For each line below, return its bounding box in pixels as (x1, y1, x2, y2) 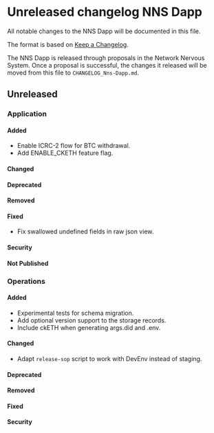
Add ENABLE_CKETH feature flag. (17, 149, 114, 157)
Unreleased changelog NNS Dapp (7, 4, 203, 20)
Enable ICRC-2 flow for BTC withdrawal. (17, 142, 131, 150)
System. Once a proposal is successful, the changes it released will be (7, 61, 208, 69)
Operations (7, 276, 46, 286)
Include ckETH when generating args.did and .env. (17, 323, 161, 331)
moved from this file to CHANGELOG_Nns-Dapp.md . (7, 68, 140, 77)
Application (7, 109, 47, 119)
